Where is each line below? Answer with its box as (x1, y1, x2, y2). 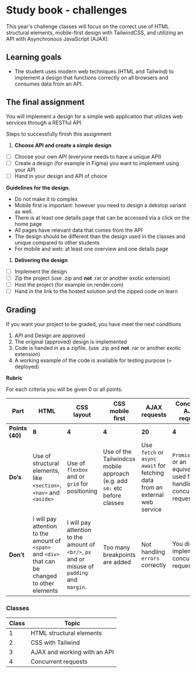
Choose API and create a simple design (14, 142, 112, 149)
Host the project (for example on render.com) (14, 281, 124, 288)
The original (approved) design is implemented (14, 338, 127, 345)
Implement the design (14, 267, 67, 275)
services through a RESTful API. (6, 119, 83, 126)
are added (103, 558, 131, 566)
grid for (66, 479, 89, 487)
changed (33, 572, 57, 580)
